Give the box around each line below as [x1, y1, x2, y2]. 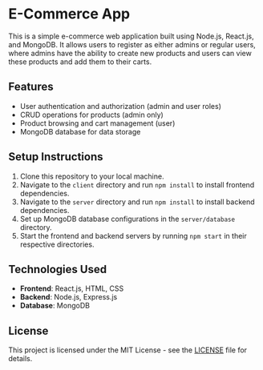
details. [8, 354, 33, 364]
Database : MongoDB [19, 301, 91, 311]
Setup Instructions [8, 150, 103, 164]
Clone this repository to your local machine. [19, 171, 164, 181]
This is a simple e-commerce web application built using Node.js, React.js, [8, 31, 254, 41]
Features [8, 80, 54, 94]
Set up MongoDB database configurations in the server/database [19, 214, 235, 223]
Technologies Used [8, 262, 107, 276]
